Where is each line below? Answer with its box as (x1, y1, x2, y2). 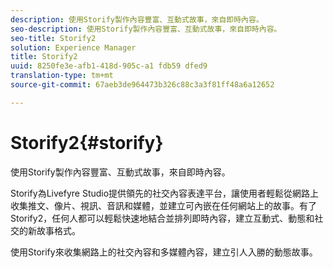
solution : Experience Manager (10, 42, 137, 53)
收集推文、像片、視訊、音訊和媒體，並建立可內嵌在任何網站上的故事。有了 (10, 199, 317, 211)
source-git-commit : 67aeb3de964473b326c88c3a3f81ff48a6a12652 (10, 80, 275, 90)
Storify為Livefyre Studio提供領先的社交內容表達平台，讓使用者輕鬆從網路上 (10, 187, 320, 199)
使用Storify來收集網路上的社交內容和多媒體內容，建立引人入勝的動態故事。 (10, 246, 318, 258)
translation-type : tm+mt (10, 71, 114, 81)
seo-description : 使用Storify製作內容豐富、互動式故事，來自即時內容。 (10, 24, 282, 34)
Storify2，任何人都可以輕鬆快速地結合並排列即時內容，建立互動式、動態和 (10, 212, 315, 224)
